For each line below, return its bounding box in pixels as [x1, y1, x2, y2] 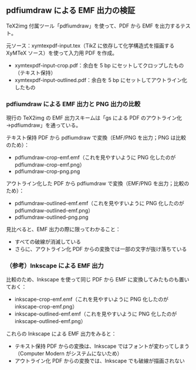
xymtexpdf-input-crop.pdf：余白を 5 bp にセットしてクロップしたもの [14, 62, 184, 69]
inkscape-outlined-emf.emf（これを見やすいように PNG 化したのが [14, 310, 177, 318]
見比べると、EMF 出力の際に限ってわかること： [6, 226, 121, 233]
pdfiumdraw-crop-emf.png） [14, 161, 85, 168]
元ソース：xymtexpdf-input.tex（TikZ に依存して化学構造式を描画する [6, 42, 175, 49]
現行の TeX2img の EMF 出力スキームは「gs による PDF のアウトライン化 [6, 114, 183, 121]
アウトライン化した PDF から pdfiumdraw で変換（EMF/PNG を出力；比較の [6, 180, 190, 187]
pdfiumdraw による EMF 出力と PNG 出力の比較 [6, 100, 141, 108]
